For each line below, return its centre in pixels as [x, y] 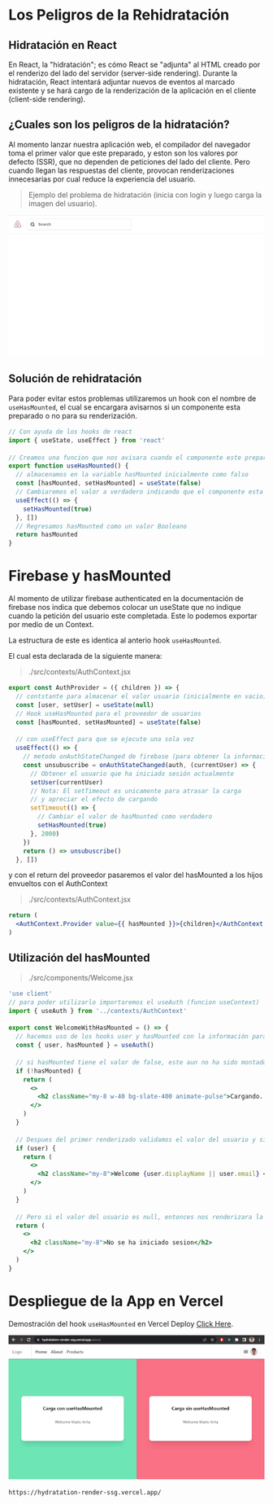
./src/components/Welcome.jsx [81, 977]
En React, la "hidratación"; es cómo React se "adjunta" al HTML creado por [134, 64]
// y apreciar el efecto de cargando [94, 800]
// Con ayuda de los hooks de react [70, 432]
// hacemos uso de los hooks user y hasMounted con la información [132, 1037]
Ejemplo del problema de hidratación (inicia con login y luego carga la [145, 195]
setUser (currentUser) [67, 782]
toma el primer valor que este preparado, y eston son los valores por [123, 153]
